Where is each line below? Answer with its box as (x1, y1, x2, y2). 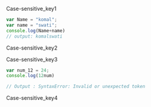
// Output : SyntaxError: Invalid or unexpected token (6, 84, 146, 90)
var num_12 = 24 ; (6, 67, 50, 74)
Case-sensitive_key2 (6, 44, 58, 51)
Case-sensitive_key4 (6, 94, 58, 102)
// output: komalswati (6, 33, 63, 39)
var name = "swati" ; (6, 22, 58, 28)
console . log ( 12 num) (6, 73, 55, 79)
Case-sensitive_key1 (6, 5, 57, 12)
